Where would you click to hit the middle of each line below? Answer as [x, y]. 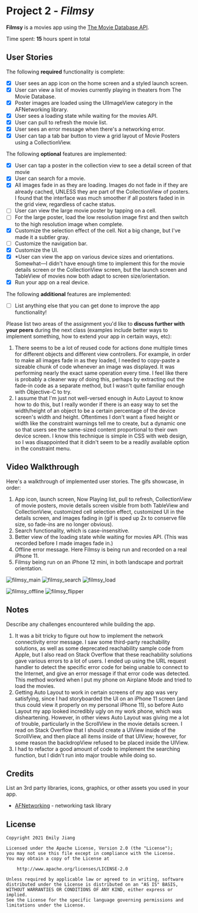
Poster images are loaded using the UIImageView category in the [94, 102]
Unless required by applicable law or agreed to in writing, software [95, 880]
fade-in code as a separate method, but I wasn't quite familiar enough [100, 385]
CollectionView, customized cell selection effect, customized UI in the [99, 512]
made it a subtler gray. [42, 237]
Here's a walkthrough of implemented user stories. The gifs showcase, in [95, 481]
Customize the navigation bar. [51, 243]
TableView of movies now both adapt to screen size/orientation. [92, 276]
